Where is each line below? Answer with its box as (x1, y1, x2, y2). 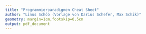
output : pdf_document (5, 21, 50, 26)
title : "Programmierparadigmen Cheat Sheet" (5, 7, 99, 12)
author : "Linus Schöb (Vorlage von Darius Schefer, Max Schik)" (5, 12, 142, 17)
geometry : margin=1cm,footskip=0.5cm (5, 16, 84, 21)
